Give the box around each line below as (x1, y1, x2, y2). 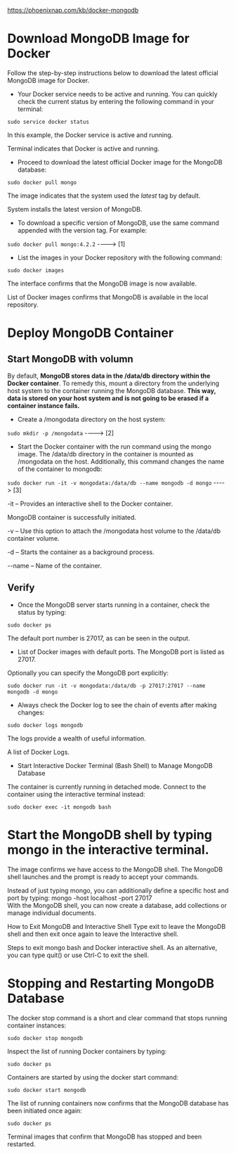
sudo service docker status (7, 118, 90, 125)
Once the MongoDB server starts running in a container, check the (17, 601, 210, 609)
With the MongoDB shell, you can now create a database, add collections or (7, 901, 227, 909)
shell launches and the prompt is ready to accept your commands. (7, 872, 199, 881)
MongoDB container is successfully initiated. (7, 513, 137, 521)
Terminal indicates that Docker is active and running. (7, 144, 159, 153)
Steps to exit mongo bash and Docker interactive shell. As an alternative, (7, 943, 218, 951)
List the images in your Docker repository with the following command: (17, 253, 223, 262)
